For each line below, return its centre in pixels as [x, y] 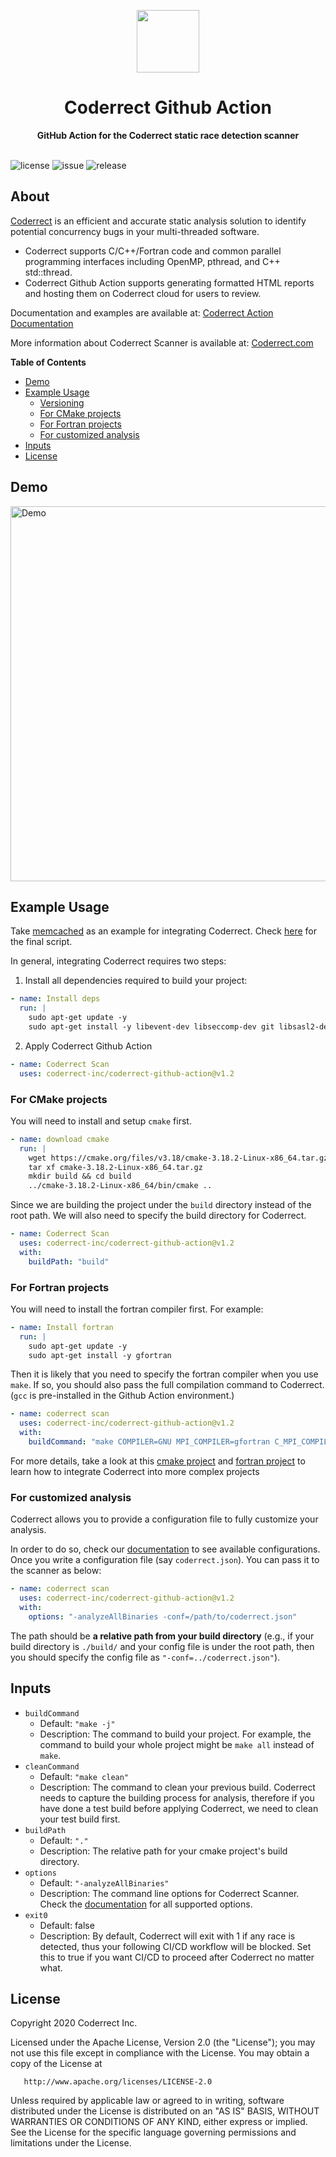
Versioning [62, 402]
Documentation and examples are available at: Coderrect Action [142, 312]
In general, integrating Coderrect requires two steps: [118, 961]
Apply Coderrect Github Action [88, 1046]
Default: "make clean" [84, 1776]
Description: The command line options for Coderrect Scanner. [169, 1893]
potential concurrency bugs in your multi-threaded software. [135, 231]
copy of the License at [56, 2064]
